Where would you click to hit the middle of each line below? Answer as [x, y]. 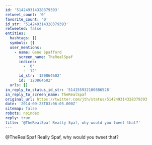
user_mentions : [26, 47]
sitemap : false [21, 109]
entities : [16, 33]
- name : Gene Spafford [38, 52]
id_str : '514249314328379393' [37, 24]
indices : [28, 62]
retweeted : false [23, 29]
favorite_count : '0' [27, 19]
